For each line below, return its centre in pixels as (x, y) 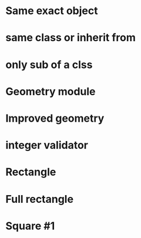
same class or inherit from (71, 38)
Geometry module (51, 91)
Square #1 (30, 226)
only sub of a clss (49, 64)
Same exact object (52, 11)
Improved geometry (55, 118)
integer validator (47, 145)
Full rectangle (40, 199)
